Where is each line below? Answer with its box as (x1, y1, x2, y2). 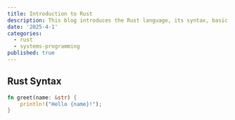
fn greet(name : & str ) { (7, 94, 77, 101)
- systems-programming (13, 43, 80, 50)
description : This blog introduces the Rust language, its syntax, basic (7, 17, 229, 24)
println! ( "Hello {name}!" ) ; (20, 100, 102, 107)
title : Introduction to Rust (7, 10, 93, 18)
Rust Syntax (7, 75, 62, 88)
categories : (7, 29, 42, 37)
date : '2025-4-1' (7, 23, 58, 30)
